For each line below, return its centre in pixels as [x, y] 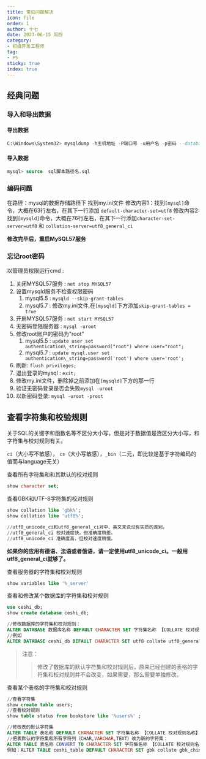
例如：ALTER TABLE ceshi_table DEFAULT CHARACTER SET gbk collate [92, 750]
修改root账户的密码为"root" [50, 334]
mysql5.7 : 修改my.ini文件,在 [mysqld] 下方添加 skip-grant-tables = [108, 306]
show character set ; [33, 486]
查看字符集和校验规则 [47, 417]
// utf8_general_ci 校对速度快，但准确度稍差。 [61, 533]
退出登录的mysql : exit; [46, 373]
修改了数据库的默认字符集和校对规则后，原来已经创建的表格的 [115, 666]
